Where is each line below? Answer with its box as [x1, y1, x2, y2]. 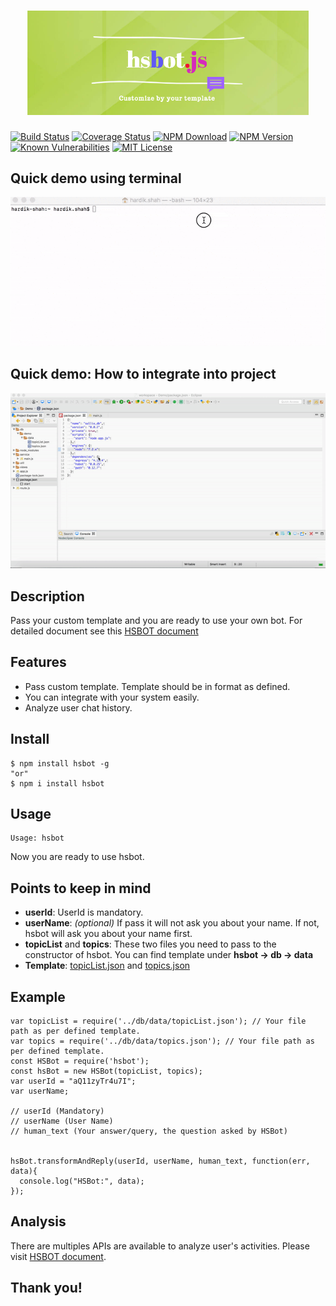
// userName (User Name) [10, 1116, 114, 1127]
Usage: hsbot [10, 833, 65, 844]
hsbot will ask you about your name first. [24, 928, 193, 940]
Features [10, 654, 67, 671]
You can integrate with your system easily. [24, 691, 200, 703]
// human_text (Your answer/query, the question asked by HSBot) [10, 1126, 288, 1137]
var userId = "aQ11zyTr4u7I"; [10, 1076, 137, 1087]
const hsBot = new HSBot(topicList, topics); [10, 1066, 203, 1077]
